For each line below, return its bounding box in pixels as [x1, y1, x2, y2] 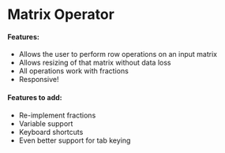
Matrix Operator [7, 6, 115, 24]
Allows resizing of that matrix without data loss [18, 58, 171, 68]
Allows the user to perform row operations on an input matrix [18, 50, 218, 59]
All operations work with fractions [18, 66, 129, 76]
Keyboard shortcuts [18, 127, 84, 136]
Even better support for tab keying [18, 136, 131, 145]
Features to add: [7, 92, 62, 102]
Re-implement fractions [18, 110, 96, 120]
